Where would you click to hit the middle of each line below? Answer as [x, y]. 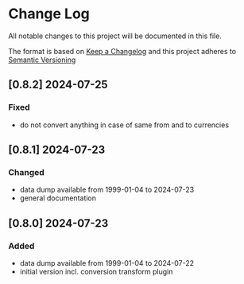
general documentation [58, 198]
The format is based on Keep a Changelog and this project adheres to [122, 51]
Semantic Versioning [42, 60]
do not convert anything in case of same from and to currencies [124, 125]
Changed [27, 172]
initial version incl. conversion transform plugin [96, 272]
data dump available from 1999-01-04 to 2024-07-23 [107, 190]
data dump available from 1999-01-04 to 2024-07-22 [107, 263]
